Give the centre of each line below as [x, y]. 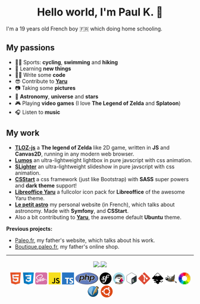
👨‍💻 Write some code [40, 75]
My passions [30, 48]
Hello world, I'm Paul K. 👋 [100, 12]
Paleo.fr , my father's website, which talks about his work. [85, 240]
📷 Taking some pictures [45, 88]
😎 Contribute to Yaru [41, 81]
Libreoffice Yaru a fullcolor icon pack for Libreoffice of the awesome [100, 192]
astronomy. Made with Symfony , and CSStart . [72, 210]
